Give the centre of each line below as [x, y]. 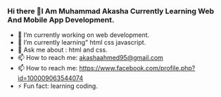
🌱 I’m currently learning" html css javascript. [82, 43]
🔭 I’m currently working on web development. [83, 35]
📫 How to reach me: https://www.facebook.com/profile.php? [106, 68]
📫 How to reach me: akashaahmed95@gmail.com [90, 58]
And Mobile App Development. [61, 20]
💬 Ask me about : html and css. [62, 50]
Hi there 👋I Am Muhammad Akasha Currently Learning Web [111, 11]
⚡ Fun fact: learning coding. [58, 86]
